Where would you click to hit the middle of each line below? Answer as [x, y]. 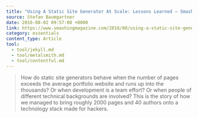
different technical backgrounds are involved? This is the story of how [105, 96]
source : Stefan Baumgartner [41, 17]
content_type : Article [34, 39]
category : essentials [33, 33]
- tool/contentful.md [38, 60]
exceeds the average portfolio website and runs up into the [92, 83]
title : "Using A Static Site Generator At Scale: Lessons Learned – [92, 11]
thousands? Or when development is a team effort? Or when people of [106, 90]
